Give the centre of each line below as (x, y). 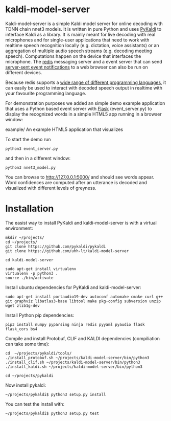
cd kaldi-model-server (29, 260)
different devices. (24, 72)
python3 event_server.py (32, 149)
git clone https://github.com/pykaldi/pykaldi (56, 247)
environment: (19, 228)
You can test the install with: (35, 404)
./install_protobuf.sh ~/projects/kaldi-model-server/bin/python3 (77, 358)
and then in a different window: (38, 158)
